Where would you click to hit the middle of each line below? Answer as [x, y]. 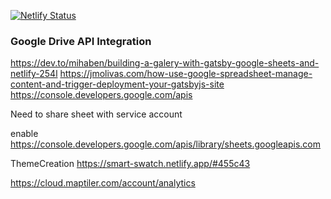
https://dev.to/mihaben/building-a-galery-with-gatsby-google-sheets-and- [165, 63]
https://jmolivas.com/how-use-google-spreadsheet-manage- [186, 74]
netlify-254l [34, 74]
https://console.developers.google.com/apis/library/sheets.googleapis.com [166, 144]
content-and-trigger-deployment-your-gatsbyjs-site [117, 84]
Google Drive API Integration [81, 41]
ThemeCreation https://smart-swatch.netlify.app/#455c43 [130, 164]
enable [24, 134]
